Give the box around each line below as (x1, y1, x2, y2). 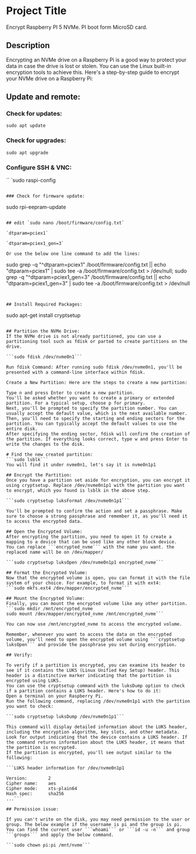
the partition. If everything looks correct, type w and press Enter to (6, 436, 188, 442)
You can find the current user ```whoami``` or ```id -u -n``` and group (6, 827, 191, 833)
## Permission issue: (6, 806, 59, 812)
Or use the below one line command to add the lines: (6, 251, 141, 257)
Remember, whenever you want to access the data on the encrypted (6, 631, 172, 638)
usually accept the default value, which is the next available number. (6, 411, 188, 416)
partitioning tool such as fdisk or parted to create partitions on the (6, 339, 188, 345)
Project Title (6, 4, 67, 18)
